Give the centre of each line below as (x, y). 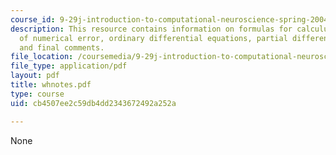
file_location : (42, 57)
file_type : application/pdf (69, 66)
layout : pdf (35, 76)
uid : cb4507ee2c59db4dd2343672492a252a (93, 103)
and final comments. (62, 47)
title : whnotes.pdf (51, 85)
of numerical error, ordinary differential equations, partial (153, 38)
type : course (37, 94)
